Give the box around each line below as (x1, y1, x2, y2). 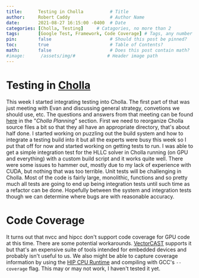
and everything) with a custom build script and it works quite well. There (6, 155, 183, 162)
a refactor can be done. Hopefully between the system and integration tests (6, 187, 192, 194)
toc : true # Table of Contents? (6, 42, 163, 48)
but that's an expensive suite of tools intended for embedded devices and (6, 246, 187, 253)
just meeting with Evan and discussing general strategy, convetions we (6, 105, 180, 112)
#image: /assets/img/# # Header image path (6, 53, 159, 59)
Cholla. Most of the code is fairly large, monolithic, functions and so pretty (6, 173, 188, 181)
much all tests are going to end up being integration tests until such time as (6, 180, 190, 187)
